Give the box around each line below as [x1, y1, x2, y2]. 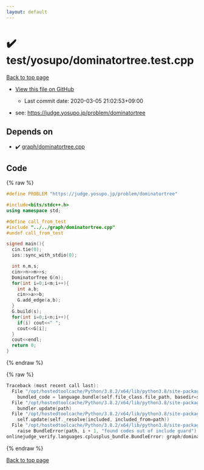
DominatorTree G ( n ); [12, 275, 64, 281]
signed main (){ [6, 241, 45, 247]
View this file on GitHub [15, 85, 75, 93]
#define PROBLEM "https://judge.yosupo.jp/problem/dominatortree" [6, 191, 178, 197]
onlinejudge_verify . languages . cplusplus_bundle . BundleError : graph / [6, 433, 183, 440]
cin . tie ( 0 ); [12, 247, 42, 253]
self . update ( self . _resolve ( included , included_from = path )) [17, 416, 170, 423]
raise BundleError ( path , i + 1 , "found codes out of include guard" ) [17, 428, 197, 434]
